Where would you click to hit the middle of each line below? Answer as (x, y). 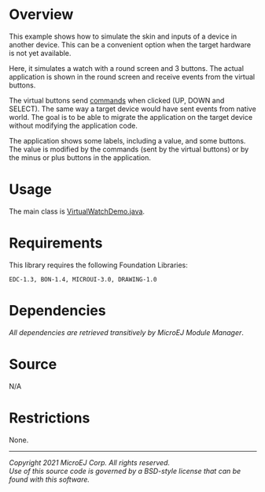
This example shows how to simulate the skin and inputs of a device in (123, 36)
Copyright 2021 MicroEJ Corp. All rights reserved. (90, 462)
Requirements (56, 243)
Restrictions (50, 417)
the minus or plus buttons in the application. (80, 157)
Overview (41, 15)
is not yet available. (40, 53)
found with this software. (49, 479)
